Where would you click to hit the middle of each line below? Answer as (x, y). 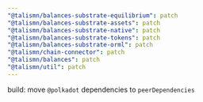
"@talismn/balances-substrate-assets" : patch (84, 23)
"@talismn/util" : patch (47, 67)
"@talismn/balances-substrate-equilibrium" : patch (93, 15)
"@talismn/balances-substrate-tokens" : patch (84, 38)
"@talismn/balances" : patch (54, 60)
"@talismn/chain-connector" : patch (66, 52)
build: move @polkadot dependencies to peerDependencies (101, 89)
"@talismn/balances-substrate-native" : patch (84, 30)
